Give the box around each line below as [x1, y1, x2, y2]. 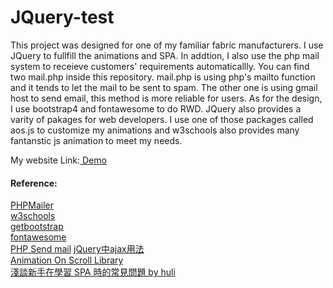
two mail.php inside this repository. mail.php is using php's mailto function [10, 71, 316, 83]
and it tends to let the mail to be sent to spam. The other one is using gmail [10, 81, 318, 93]
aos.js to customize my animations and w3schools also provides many [10, 124, 300, 136]
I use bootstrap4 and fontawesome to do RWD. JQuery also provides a [10, 102, 302, 115]
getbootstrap [10, 221, 64, 233]
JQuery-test [10, 6, 115, 29]
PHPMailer [10, 199, 55, 211]
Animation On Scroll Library [10, 254, 124, 266]
